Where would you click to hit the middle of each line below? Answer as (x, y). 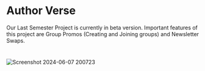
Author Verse (41, 11)
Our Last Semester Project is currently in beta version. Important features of (102, 28)
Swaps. (16, 40)
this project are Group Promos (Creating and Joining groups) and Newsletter (103, 34)
